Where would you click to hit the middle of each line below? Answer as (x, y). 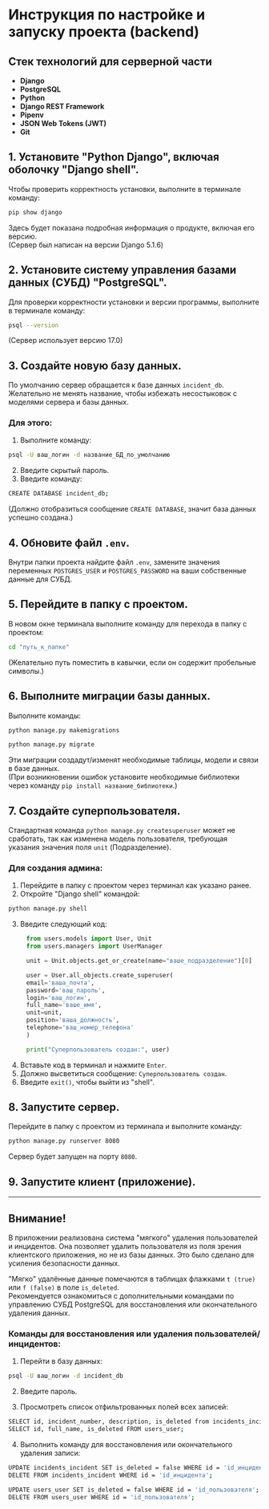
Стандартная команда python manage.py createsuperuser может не (122, 830)
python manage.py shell (48, 909)
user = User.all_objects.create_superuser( (100, 975)
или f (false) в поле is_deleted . (64, 1287)
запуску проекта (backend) (104, 32)
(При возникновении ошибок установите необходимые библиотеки (124, 777)
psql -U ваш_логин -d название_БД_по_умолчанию (89, 455)
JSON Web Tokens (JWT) (63, 123)
